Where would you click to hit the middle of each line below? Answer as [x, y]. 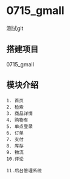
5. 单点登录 [20, 126]
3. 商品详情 [20, 113]
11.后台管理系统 [24, 170]
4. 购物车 [17, 120]
